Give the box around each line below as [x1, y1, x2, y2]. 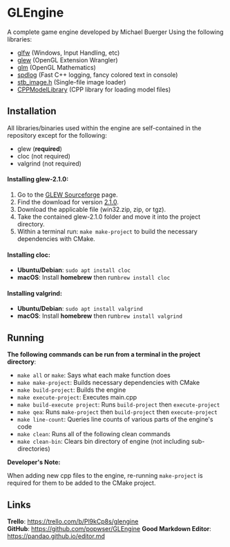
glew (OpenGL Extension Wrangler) [17, 55, 119, 64]
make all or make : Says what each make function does [17, 371, 171, 379]
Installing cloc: [7, 251, 50, 259]
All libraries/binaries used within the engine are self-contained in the [7, 123, 202, 132]
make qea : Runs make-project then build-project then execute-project [17, 408, 218, 416]
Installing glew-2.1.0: [7, 175, 69, 183]
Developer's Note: [7, 458, 61, 467]
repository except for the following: [7, 131, 107, 139]
